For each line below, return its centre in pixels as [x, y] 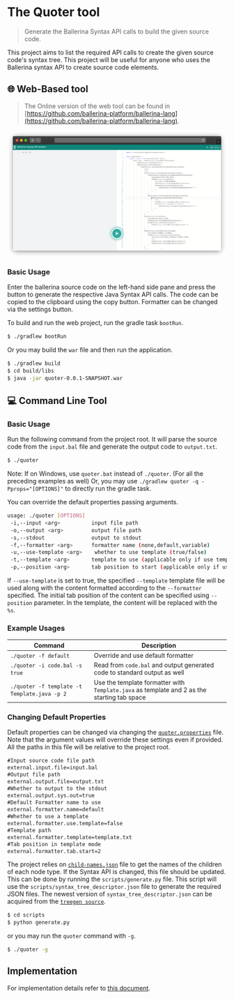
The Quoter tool [54, 12]
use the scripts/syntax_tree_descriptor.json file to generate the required [114, 887]
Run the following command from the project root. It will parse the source [112, 440]
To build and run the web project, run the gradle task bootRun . [95, 322]
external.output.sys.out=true [51, 796]
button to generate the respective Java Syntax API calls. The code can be [113, 294]
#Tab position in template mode [54, 845]
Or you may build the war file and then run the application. [90, 350]
